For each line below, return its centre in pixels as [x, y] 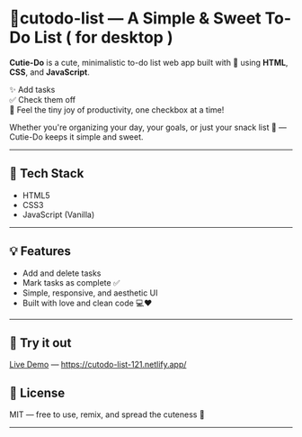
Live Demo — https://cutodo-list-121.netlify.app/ [98, 365]
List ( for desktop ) [104, 37]
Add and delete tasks [62, 273]
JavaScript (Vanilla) [58, 214]
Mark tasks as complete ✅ [71, 282]
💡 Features [40, 251]
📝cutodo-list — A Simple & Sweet [136, 18]
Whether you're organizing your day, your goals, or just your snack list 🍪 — [148, 127]
